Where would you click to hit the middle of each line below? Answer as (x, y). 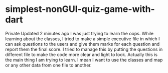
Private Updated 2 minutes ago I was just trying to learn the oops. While (79, 33)
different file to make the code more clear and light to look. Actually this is (81, 54)
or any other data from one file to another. (48, 65)
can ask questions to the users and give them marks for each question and (82, 44)
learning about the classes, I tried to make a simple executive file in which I (82, 39)
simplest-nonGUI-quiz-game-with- (80, 9)
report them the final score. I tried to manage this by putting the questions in (84, 49)
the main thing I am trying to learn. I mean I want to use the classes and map (84, 60)
